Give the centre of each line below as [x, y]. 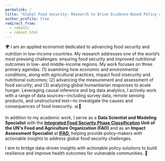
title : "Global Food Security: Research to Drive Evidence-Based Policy [81, 14]
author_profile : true [27, 19]
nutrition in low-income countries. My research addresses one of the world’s [82, 54]
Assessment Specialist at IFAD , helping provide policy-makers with [74, 133]
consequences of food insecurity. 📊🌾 [43, 106]
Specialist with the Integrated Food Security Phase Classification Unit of [80, 123]
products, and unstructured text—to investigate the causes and [69, 101]
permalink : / [18, 10]
